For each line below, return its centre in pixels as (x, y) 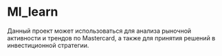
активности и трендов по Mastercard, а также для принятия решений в (111, 38)
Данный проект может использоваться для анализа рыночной (99, 31)
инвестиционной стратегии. (48, 45)
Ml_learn (33, 12)
